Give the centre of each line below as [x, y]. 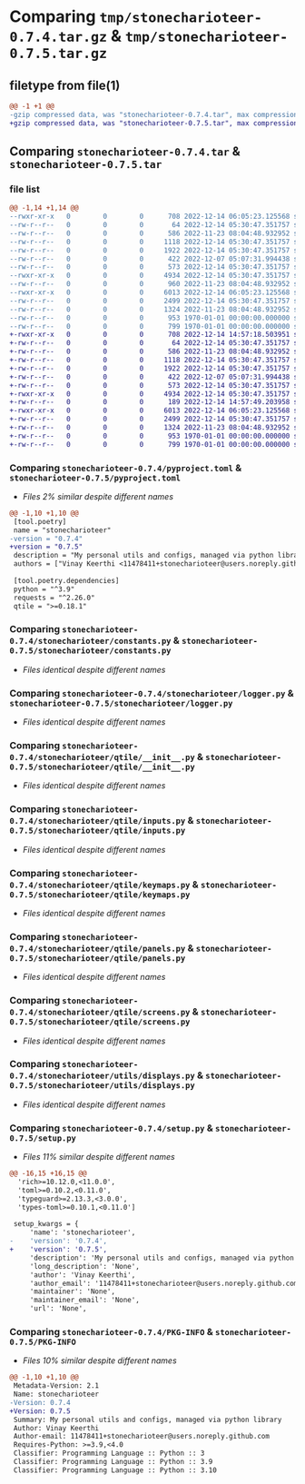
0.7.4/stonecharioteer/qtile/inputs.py [98, 821]
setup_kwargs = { [46, 1224]
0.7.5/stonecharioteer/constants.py [90, 651]
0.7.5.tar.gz [58, 54]
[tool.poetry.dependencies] [66, 580]
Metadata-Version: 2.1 [56, 1386]
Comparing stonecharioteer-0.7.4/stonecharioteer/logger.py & [152, 693]
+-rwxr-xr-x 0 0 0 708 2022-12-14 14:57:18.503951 [150, 335]
